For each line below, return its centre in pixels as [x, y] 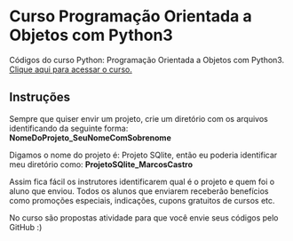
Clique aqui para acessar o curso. [71, 69]
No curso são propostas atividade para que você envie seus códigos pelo [144, 217]
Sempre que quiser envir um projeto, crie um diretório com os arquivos [139, 118]
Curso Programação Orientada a [131, 16]
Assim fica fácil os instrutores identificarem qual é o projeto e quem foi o [142, 181]
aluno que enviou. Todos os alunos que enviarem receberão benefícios [139, 191]
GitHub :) [26, 227]
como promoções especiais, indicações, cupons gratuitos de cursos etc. [142, 200]
